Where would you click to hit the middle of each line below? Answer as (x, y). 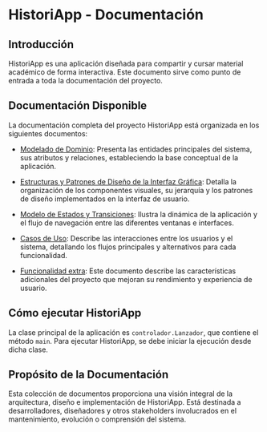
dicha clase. (28, 349)
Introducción (41, 44)
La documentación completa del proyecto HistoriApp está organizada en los (134, 125)
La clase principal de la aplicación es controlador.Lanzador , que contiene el (133, 332)
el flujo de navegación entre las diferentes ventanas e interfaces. (127, 223)
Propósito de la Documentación (89, 375)
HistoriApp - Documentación (106, 15)
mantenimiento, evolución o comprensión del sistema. (97, 419)
